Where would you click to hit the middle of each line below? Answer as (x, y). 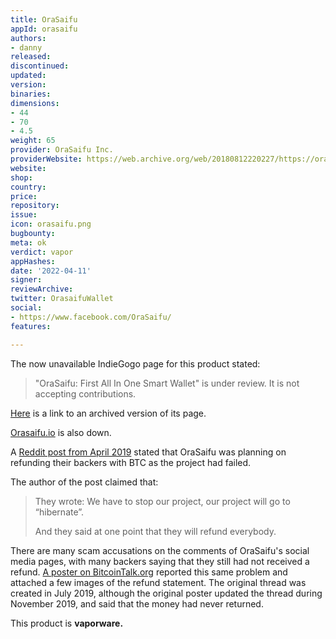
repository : (35, 206)
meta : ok (28, 242)
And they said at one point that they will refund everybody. (155, 531)
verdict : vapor (42, 252)
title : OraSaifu (44, 19)
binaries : (31, 94)
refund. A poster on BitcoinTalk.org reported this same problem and (149, 572)
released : (31, 57)
